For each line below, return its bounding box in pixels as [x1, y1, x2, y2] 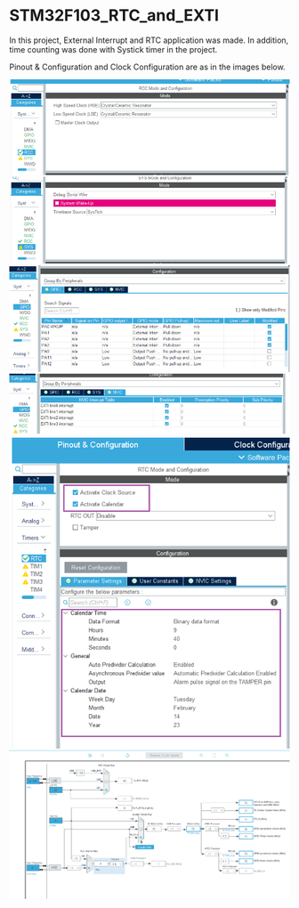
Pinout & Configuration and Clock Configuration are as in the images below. [9, 61, 287, 72]
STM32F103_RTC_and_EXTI [9, 5, 220, 26]
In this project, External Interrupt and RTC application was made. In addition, [9, 35, 289, 45]
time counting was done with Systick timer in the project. [9, 44, 218, 54]
